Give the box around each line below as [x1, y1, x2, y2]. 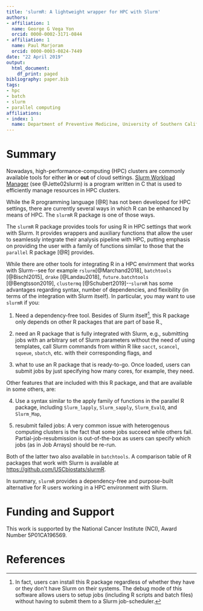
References [6, 552, 65, 566]
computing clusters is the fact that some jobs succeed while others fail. [14, 428, 193, 436]
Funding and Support [6, 505, 115, 518]
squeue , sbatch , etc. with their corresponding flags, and [14, 349, 152, 356]
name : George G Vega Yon [11, 25, 74, 32]
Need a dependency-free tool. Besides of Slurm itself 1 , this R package [14, 311, 190, 319]
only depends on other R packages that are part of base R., [14, 318, 163, 325]
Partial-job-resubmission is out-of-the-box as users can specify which [14, 434, 191, 442]
